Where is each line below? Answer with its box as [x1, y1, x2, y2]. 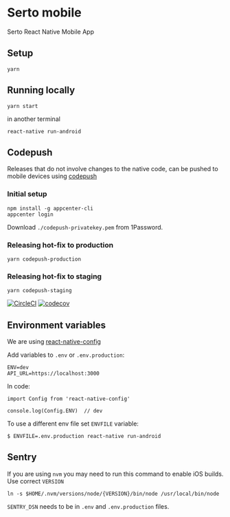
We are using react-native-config [7, 338, 102, 346]
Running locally [7, 85, 76, 96]
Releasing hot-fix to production [7, 240, 114, 250]
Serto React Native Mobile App [7, 27, 95, 36]
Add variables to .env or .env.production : [7, 351, 125, 359]
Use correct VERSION [7, 476, 64, 485]
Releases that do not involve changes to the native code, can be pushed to [7, 165, 218, 173]
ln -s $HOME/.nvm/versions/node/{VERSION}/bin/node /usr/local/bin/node [7, 490, 220, 497]
